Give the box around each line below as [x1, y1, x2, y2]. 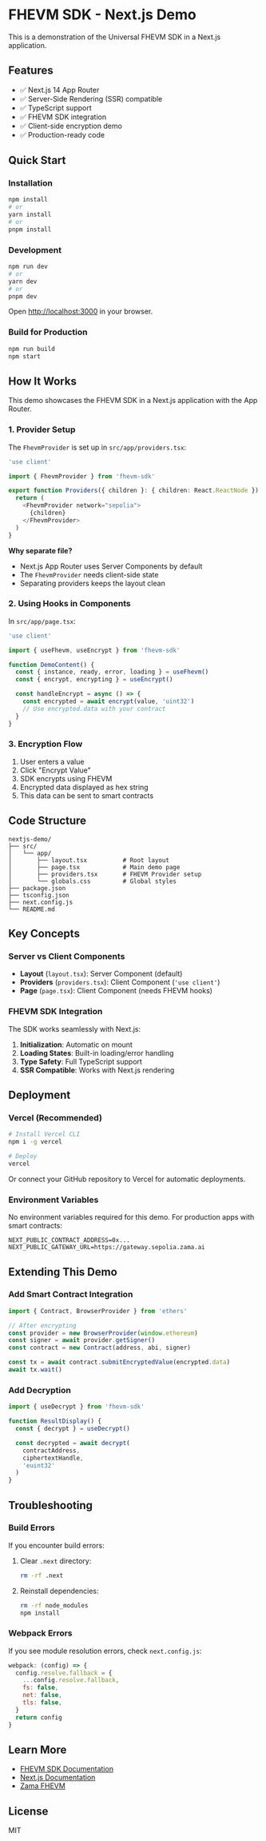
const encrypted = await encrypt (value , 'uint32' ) [22, 697, 195, 705]
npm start [8, 352, 42, 361]
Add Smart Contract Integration [8, 1289, 133, 1300]
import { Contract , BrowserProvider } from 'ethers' [8, 1307, 188, 1315]
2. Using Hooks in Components [8, 598, 131, 609]
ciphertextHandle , [22, 1454, 84, 1462]
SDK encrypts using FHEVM [19, 773, 113, 783]
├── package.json [8, 884, 66, 893]
